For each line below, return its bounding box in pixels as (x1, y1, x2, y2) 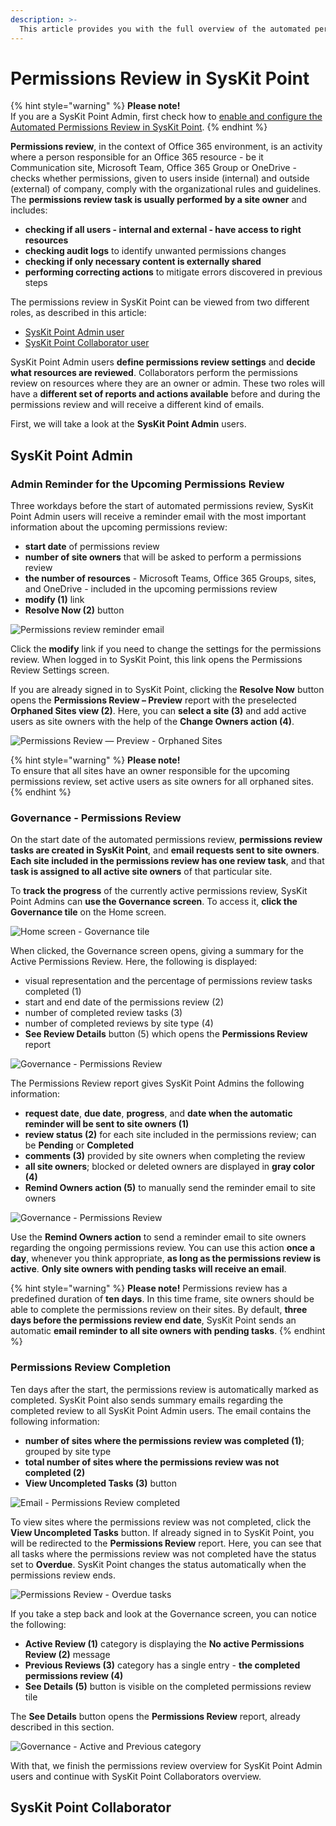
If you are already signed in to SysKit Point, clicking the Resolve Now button (10, 684, 325, 696)
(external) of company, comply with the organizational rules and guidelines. (10, 183, 322, 195)
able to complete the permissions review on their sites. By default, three (10, 1304, 308, 1316)
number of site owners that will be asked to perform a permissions (24, 551, 302, 563)
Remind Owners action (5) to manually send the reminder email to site (24, 1182, 316, 1194)
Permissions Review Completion (10, 1361, 172, 1375)
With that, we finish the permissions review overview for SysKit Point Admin (10, 1759, 323, 1771)
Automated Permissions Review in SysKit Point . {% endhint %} (10, 121, 268, 133)
